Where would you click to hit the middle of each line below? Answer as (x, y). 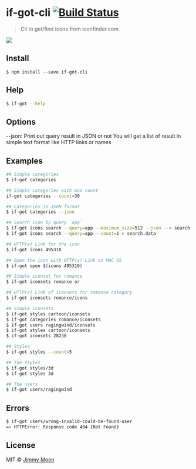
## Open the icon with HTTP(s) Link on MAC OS (64, 260)
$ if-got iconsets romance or (43, 282)
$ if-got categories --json (40, 212)
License (21, 445)
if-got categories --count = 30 (43, 196)
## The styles (23, 362)
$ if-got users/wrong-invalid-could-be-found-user (69, 422)
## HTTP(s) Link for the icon (43, 244)
